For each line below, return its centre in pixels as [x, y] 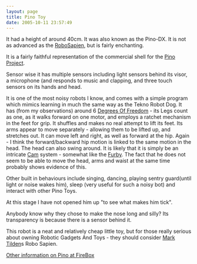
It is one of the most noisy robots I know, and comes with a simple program [97, 98]
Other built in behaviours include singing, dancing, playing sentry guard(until [99, 178]
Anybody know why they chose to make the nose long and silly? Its [87, 214]
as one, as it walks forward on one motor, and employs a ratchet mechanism [98, 117]
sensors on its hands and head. [44, 87]
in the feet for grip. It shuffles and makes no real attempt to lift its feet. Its [95, 123]
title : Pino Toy [26, 17]
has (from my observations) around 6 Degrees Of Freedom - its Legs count [97, 111]
